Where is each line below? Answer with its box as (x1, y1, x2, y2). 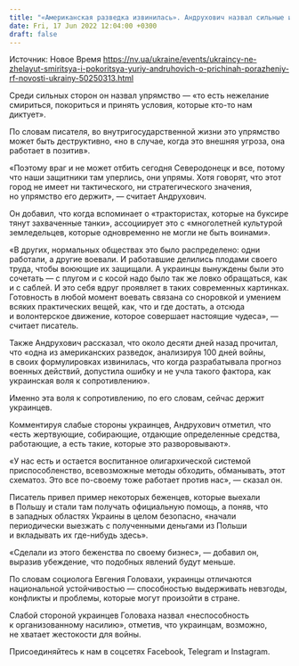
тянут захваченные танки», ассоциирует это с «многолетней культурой (9, 218, 283, 228)
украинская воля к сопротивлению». (9, 375, 150, 386)
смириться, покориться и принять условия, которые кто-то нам (9, 100, 253, 111)
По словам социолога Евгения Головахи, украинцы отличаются (9, 574, 252, 585)
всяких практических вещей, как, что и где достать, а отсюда (9, 301, 245, 312)
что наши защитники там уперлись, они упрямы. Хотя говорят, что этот (9, 172, 282, 183)
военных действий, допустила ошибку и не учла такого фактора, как (9, 366, 271, 377)
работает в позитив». (9, 145, 91, 156)
